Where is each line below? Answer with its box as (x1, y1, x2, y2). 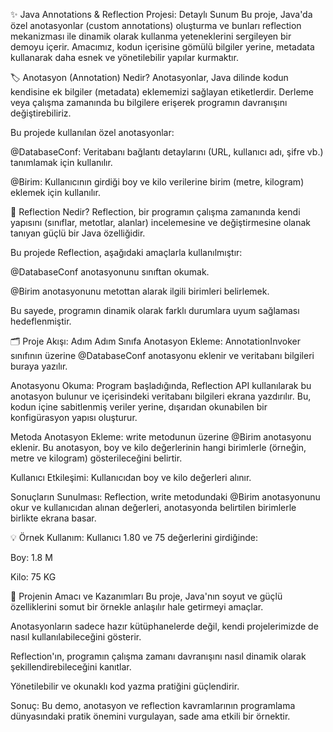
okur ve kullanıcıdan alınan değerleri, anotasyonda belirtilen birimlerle (10, 502, 297, 513)
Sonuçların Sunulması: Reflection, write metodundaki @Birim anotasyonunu (10, 491, 321, 503)
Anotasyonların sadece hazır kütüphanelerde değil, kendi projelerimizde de (10, 620, 319, 632)
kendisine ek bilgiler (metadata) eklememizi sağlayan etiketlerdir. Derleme (10, 86, 315, 98)
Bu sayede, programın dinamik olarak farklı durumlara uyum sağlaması (10, 305, 300, 316)
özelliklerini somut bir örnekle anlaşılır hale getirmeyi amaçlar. (10, 601, 264, 613)
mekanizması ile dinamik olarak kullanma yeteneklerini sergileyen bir (10, 30, 292, 42)
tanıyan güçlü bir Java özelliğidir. (10, 227, 146, 239)
